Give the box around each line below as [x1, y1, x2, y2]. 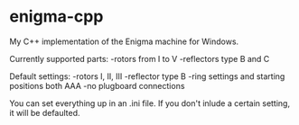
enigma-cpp [9, 6, 104, 27]
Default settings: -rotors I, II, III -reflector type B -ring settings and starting [9, 70, 285, 82]
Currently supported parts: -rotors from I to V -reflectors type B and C [9, 53, 270, 64]
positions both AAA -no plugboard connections [9, 80, 185, 91]
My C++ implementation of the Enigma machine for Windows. [9, 36, 239, 47]
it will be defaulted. [9, 107, 80, 118]
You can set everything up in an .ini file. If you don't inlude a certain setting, [9, 97, 291, 109]
